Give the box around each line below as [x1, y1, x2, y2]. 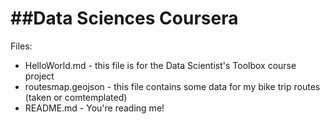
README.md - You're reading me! [24, 102, 165, 114]
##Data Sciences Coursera [10, 7, 239, 30]
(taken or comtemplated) [24, 91, 128, 103]
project [24, 70, 55, 82]
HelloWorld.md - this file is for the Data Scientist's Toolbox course [24, 59, 297, 71]
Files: [10, 40, 33, 52]
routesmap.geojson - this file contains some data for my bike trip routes [24, 80, 321, 92]
